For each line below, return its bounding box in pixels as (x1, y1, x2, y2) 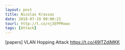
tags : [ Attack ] (5, 26, 37, 31)
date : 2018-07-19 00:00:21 (5, 16, 61, 21)
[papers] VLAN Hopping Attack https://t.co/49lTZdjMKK (5, 39, 121, 45)
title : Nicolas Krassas (5, 12, 55, 17)
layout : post (5, 7, 32, 12)
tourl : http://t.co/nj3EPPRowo (5, 21, 70, 26)
